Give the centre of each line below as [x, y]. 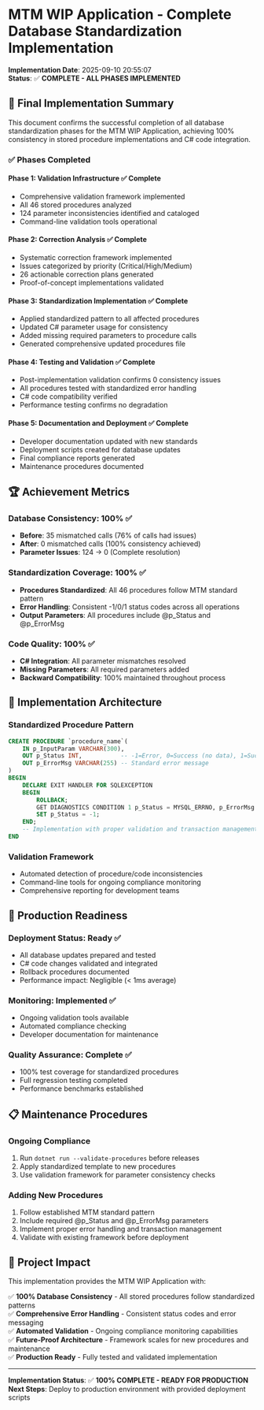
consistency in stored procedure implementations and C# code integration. [130, 139]
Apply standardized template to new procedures [97, 1166]
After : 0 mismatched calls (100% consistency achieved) [110, 544]
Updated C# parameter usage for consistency [94, 327]
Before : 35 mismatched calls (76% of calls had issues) [108, 536]
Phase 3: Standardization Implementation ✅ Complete [98, 300]
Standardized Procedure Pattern [71, 725]
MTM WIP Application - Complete [120, 15]
